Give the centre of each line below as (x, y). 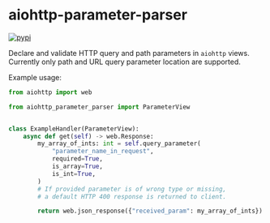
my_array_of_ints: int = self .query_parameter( (119, 144)
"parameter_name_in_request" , (103, 152)
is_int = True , (73, 174)
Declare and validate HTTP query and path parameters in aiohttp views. (129, 53)
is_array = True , (77, 167)
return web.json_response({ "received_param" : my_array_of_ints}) (150, 211)
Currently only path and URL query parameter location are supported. (125, 62)
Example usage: (35, 77)
